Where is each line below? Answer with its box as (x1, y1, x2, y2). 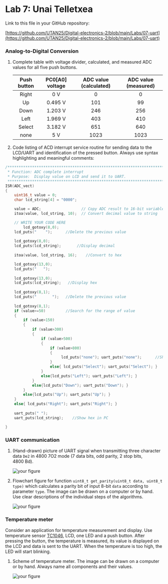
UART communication (5, 436, 60, 443)
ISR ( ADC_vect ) (5, 183, 35, 188)
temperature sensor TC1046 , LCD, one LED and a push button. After (5, 532, 145, 539)
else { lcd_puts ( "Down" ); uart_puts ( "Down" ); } (31, 383, 128, 388)
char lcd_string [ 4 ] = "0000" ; (14, 197, 77, 202)
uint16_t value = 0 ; (14, 193, 57, 198)
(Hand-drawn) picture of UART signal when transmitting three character (12, 447, 161, 454)
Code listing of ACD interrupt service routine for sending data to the (12, 144, 152, 151)
